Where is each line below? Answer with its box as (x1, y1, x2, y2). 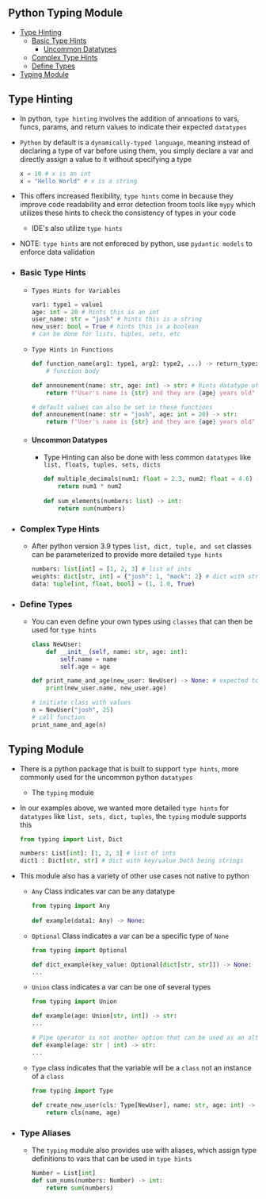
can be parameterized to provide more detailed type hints (31, 550, 223, 559)
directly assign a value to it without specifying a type (19, 154, 192, 163)
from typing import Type (31, 1086, 114, 1094)
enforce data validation (19, 248, 95, 257)
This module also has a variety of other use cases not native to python (19, 871, 249, 881)
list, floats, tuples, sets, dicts (43, 461, 161, 469)
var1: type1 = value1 (31, 301, 103, 309)
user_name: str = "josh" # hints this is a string (31, 315, 203, 324)
